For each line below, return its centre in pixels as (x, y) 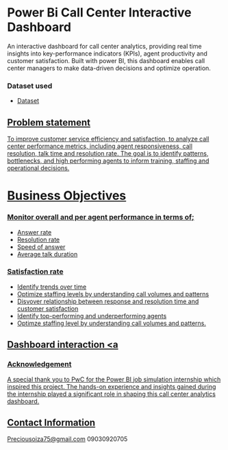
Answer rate (34, 232)
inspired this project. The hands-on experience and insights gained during (112, 386)
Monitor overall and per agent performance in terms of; (101, 217)
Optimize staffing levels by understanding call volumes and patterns (113, 294)
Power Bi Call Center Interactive (99, 13)
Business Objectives (67, 196)
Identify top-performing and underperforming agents (92, 316)
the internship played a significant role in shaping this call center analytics (111, 394)
